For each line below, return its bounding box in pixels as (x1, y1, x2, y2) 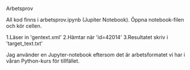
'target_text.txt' (6, 40, 43, 47)
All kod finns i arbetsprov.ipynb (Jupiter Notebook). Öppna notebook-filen (6, 16, 184, 23)
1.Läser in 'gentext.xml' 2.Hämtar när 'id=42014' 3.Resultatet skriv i (6, 34, 168, 40)
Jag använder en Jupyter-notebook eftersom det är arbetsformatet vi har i (6, 51, 186, 58)
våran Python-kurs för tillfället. (6, 58, 80, 64)
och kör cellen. (6, 23, 42, 29)
